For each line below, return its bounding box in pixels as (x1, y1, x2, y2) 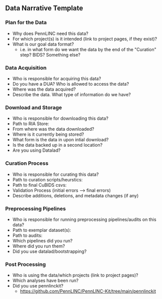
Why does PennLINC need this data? (12, 30, 89, 37)
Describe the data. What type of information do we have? (12, 91, 131, 97)
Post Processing (5, 260, 46, 267)
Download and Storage (5, 104, 62, 111)
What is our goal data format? (12, 41, 74, 47)
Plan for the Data (5, 19, 47, 26)
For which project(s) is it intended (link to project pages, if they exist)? (12, 36, 157, 42)
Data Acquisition (5, 64, 47, 71)
